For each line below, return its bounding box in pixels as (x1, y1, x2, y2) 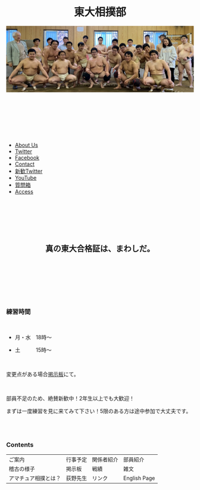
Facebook (14, 154, 40, 161)
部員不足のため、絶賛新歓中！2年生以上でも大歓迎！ (6, 395, 135, 402)
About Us (14, 141, 39, 148)
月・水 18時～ (14, 333, 52, 340)
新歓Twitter (14, 168, 43, 175)
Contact (14, 160, 35, 168)
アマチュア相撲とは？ (8, 475, 61, 482)
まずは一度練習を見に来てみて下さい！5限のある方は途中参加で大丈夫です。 (6, 407, 192, 414)
